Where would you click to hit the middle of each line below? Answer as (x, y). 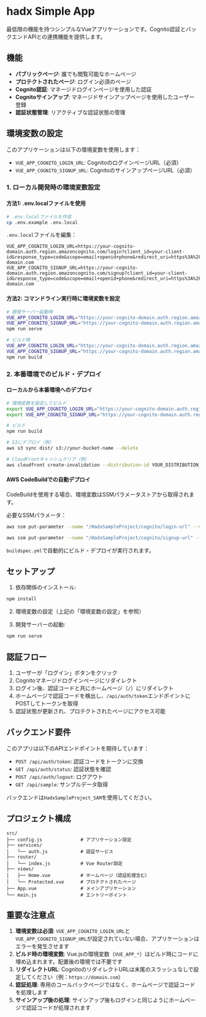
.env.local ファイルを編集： (42, 235)
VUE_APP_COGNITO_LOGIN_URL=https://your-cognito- (71, 247)
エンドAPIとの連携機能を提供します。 (59, 37)
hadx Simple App (51, 11)
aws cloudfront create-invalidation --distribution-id (78, 465)
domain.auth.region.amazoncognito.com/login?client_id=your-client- (96, 252)
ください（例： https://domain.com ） (77, 977)
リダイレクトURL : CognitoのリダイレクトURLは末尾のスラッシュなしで (104, 969)
